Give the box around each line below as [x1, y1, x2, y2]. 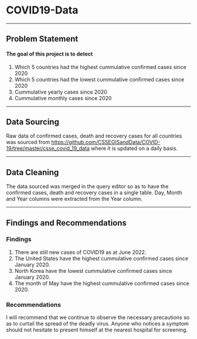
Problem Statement [6, 34, 79, 44]
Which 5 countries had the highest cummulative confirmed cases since [14, 63, 186, 70]
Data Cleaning [6, 167, 59, 177]
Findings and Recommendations [6, 218, 127, 228]
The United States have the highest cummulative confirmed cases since [14, 255, 189, 262]
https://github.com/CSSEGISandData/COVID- [51, 139, 161, 146]
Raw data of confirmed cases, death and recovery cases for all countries [6, 132, 182, 139]
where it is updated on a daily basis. [90, 145, 178, 152]
